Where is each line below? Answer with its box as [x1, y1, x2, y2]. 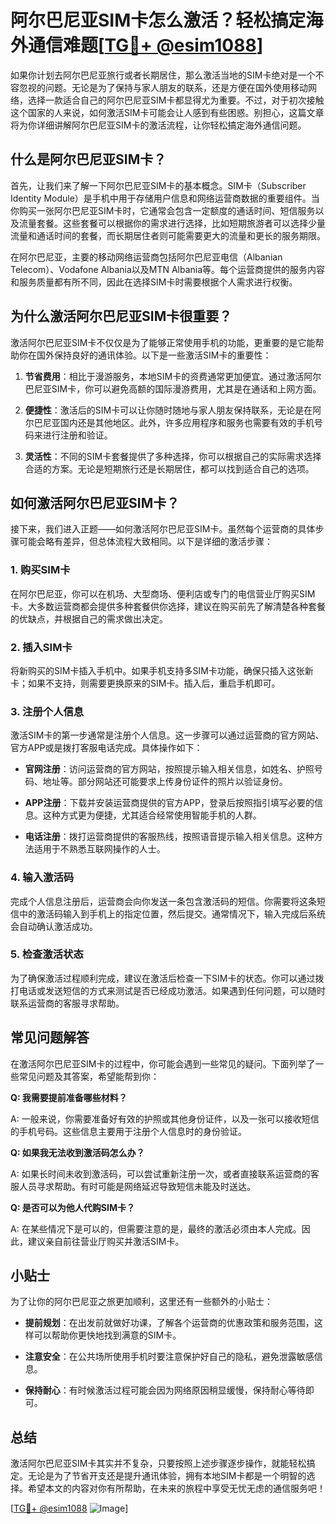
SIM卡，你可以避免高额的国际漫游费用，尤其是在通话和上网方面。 [51, 382, 322, 395]
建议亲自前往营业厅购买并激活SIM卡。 [27, 1235, 185, 1247]
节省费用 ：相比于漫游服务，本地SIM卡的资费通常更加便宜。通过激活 [24, 370, 305, 382]
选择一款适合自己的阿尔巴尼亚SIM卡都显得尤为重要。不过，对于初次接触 [27, 94, 325, 106]
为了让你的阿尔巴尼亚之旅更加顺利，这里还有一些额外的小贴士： [10, 1296, 273, 1308]
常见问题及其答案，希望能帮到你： [18, 1070, 160, 1082]
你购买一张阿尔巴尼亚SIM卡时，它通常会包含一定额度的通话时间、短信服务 [10, 204, 316, 216]
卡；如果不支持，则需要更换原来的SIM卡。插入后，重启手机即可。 [10, 677, 281, 689]
